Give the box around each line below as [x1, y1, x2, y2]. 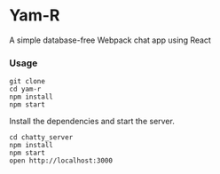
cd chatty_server [9, 133, 74, 142]
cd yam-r [9, 85, 42, 94]
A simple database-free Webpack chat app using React [9, 35, 211, 45]
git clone [9, 77, 46, 86]
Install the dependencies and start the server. [9, 116, 175, 127]
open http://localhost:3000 [9, 156, 114, 165]
